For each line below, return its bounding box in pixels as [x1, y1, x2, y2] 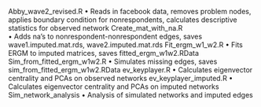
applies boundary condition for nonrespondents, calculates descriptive [8, 15, 237, 24]
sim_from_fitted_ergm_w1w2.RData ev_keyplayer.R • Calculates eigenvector [8, 65, 253, 74]
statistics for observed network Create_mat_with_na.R [8, 24, 183, 32]
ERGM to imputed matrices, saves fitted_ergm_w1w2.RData [8, 49, 199, 57]
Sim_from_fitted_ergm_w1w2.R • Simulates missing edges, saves [8, 57, 218, 66]
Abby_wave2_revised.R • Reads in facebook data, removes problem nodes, [8, 7, 252, 16]
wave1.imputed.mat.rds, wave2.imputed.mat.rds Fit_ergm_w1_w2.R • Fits [8, 40, 244, 50]
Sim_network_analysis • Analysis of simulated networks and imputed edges [8, 90, 253, 99]
